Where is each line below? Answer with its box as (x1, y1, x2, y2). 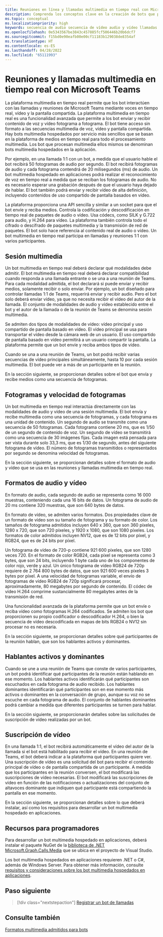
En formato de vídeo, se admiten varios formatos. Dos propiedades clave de (5, 512, 157, 518)
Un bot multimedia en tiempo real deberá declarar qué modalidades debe (5, 265, 152, 271)
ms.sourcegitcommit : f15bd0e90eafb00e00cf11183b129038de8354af (5, 35, 136, 40)
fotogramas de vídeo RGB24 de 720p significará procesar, (5, 578, 122, 584)
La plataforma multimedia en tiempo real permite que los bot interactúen (5, 100, 149, 106)
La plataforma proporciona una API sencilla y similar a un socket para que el (5, 202, 157, 208)
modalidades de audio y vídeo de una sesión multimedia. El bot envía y (5, 408, 147, 415)
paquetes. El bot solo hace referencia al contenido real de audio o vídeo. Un (5, 228, 157, 234)
